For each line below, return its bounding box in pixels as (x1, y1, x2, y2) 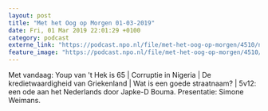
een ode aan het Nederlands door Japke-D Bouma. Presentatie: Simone (8, 87, 244, 96)
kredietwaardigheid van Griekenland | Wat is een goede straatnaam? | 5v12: (8, 78, 257, 88)
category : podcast (8, 33, 69, 42)
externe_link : (8, 41, 56, 49)
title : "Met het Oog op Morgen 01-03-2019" (8, 19, 156, 27)
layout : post (8, 11, 52, 20)
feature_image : (8, 48, 59, 56)
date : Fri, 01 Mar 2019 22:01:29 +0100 (8, 26, 141, 34)
